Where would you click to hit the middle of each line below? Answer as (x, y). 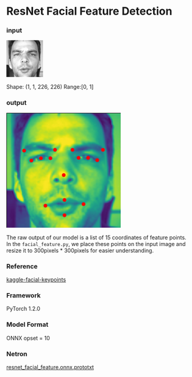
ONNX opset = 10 (28, 338)
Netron (17, 354)
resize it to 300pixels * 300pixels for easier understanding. (80, 250)
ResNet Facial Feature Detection (89, 11)
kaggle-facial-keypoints (36, 280)
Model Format (27, 324)
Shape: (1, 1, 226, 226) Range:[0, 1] (50, 87)
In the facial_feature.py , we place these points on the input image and (96, 244)
